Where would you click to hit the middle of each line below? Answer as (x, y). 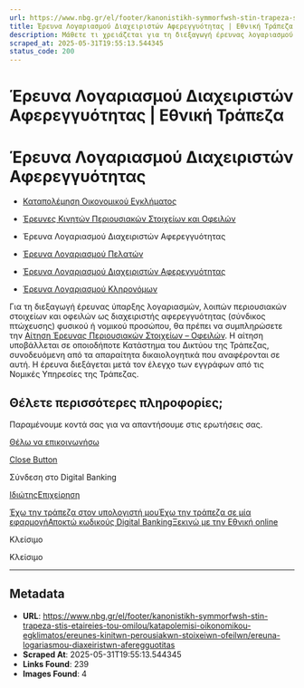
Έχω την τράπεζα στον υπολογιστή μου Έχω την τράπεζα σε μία (130, 512)
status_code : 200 (42, 52)
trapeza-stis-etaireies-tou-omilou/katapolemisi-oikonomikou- (137, 625)
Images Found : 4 (55, 673)
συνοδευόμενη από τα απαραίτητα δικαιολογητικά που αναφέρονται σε (145, 355)
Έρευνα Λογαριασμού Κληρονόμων (90, 289)
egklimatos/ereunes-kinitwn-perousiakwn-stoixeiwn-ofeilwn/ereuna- (151, 635)
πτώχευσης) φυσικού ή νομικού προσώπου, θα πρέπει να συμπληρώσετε (146, 326)
